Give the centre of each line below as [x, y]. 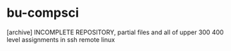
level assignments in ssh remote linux [61, 39]
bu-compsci [43, 13]
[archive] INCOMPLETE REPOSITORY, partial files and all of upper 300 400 [115, 32]
